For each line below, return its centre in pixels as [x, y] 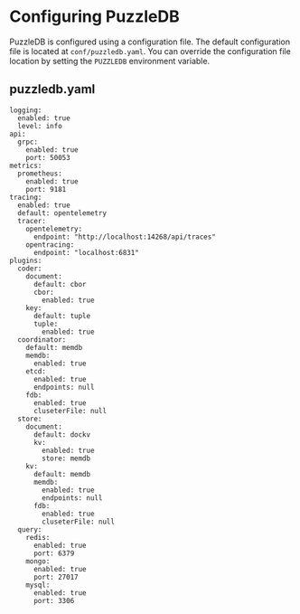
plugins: [26, 260]
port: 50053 [48, 157]
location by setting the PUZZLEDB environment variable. [110, 61]
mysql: [38, 585]
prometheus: [40, 174]
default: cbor [60, 284]
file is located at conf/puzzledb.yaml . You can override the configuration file [150, 51]
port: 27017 [56, 577]
